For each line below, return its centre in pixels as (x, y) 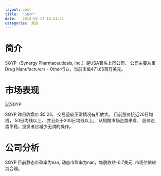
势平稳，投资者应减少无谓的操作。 (39, 126)
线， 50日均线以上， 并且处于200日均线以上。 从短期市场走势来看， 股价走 (80, 121)
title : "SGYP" (20, 14)
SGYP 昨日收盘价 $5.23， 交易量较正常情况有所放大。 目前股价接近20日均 (79, 114)
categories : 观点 (22, 23)
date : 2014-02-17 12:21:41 (35, 18)
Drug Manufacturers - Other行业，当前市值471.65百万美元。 (65, 69)
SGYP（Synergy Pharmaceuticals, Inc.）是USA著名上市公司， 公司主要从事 (80, 63)
